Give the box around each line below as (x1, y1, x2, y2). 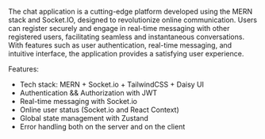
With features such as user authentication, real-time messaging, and (8, 41, 232, 50)
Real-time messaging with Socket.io (19, 97, 137, 106)
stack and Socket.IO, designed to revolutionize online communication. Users (8, 15, 258, 25)
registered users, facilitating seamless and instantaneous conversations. (8, 32, 244, 41)
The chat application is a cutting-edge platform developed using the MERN (8, 7, 253, 16)
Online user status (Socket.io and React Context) (19, 105, 180, 114)
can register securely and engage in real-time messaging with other (8, 24, 230, 33)
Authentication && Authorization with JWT (19, 88, 158, 98)
